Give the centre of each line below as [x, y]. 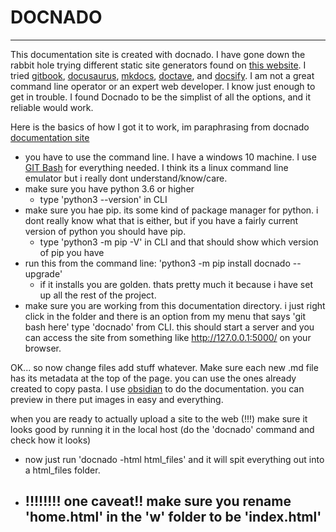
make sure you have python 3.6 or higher [109, 188]
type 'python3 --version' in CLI [103, 199]
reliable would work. [52, 107]
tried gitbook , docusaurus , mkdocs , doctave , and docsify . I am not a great [162, 75]
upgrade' [43, 273]
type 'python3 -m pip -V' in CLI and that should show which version [179, 242]
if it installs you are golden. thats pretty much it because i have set [176, 284]
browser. [43, 348]
